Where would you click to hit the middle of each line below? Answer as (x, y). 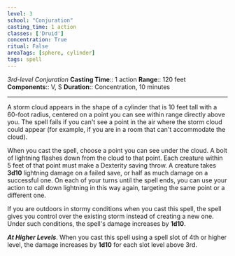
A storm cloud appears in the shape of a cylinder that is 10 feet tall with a (112, 107)
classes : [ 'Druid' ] (36, 33)
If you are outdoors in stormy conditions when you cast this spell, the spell (114, 208)
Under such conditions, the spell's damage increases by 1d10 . (97, 223)
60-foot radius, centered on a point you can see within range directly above (116, 114)
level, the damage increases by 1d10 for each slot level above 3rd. (102, 244)
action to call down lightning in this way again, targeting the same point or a (116, 187)
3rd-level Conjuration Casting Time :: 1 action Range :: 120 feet (97, 79)
